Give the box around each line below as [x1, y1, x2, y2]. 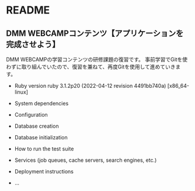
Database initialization [14, 134, 68, 141]
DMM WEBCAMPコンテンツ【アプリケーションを [6, 28, 184, 38]
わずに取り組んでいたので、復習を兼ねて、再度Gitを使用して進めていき [6, 63, 176, 70]
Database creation [14, 122, 60, 129]
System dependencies [14, 100, 69, 107]
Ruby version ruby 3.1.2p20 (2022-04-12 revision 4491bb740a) [14, 83, 166, 89]
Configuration [14, 111, 48, 118]
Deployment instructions [14, 168, 74, 175]
